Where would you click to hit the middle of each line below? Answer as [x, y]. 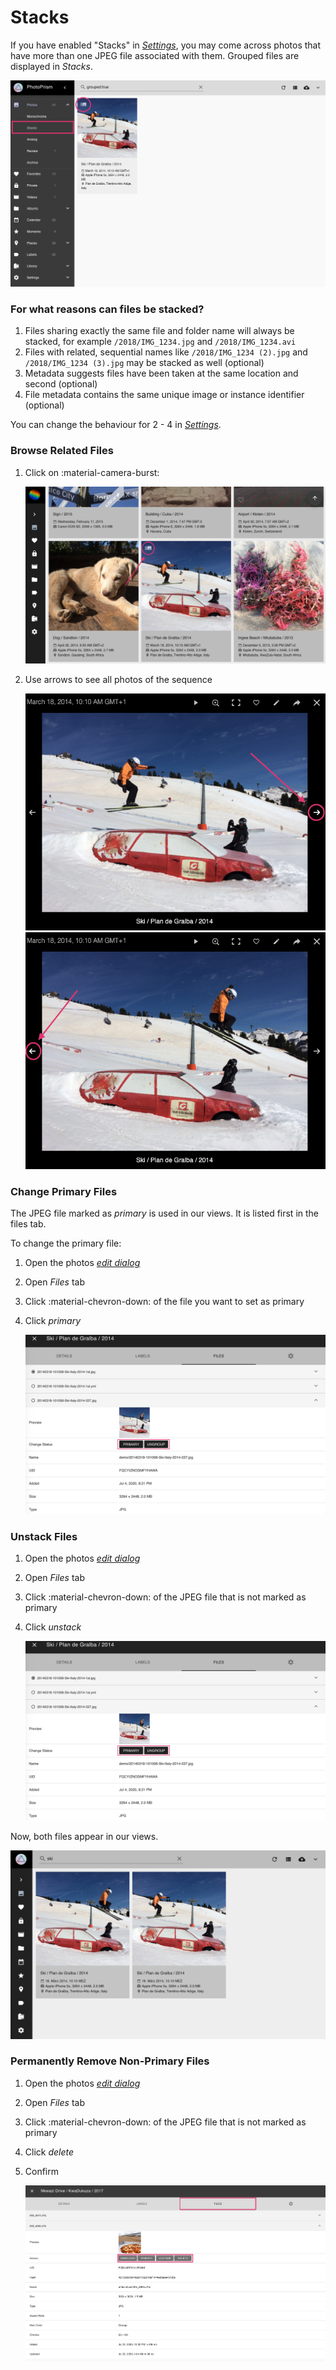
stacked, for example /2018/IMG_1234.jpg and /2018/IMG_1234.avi [160, 342]
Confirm [42, 2171]
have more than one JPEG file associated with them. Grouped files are [155, 55]
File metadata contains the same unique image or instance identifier [164, 395]
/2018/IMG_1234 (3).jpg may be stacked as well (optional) [144, 363]
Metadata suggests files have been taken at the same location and [161, 373]
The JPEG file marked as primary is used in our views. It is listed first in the [165, 1213]
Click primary [53, 1321]
